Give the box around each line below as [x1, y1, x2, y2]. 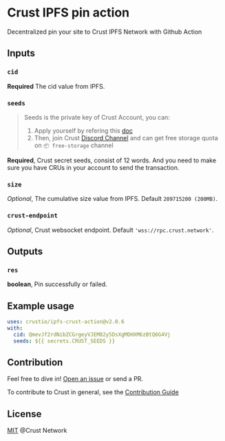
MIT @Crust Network [7, 427, 67, 435]
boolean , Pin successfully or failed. [7, 280, 108, 288]
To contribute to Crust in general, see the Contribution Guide [7, 388, 179, 396]
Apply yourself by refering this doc [34, 126, 133, 135]
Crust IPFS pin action [7, 5, 129, 21]
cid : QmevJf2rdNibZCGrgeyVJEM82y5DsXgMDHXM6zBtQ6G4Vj [13, 331, 171, 338]
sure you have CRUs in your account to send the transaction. [7, 163, 180, 171]
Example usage [7, 300, 74, 312]
